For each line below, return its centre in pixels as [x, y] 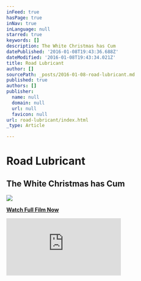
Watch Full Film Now [33, 210]
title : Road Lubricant [35, 63]
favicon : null [30, 114]
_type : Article [26, 126]
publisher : [20, 92]
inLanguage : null [28, 29]
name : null [26, 97]
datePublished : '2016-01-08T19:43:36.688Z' [63, 52]
